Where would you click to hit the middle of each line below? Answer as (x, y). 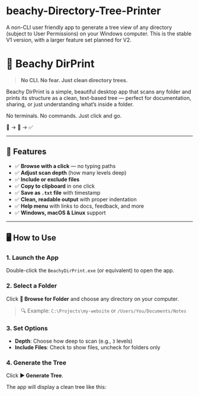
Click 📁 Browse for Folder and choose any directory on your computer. (93, 299)
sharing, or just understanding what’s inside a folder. (70, 104)
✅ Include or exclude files (47, 179)
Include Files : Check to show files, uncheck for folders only (88, 347)
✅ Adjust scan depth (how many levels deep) (70, 172)
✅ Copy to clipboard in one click (55, 186)
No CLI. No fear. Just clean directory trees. (74, 80)
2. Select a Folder (32, 286)
